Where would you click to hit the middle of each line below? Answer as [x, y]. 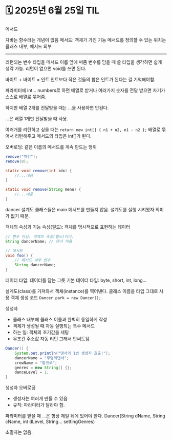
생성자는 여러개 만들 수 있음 [40, 398]
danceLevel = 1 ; [32, 372]
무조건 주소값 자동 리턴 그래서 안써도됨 [51, 339]
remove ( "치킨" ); [21, 157]
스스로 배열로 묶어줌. [26, 97]
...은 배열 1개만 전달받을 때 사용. [37, 118]
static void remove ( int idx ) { [39, 171]
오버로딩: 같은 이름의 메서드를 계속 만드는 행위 [51, 146]
